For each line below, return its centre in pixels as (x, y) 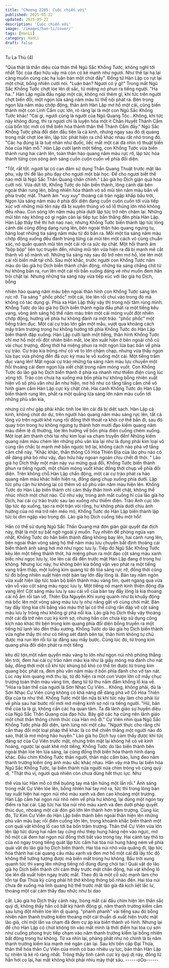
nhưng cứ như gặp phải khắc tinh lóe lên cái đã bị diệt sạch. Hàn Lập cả (80, 409)
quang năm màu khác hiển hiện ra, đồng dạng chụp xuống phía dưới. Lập (81, 479)
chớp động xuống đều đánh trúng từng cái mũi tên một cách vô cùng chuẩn (84, 238)
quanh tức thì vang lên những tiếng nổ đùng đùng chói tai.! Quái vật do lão (82, 864)
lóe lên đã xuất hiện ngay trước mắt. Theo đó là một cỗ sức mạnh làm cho (81, 874)
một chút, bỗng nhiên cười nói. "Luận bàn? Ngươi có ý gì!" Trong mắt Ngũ (81, 83)
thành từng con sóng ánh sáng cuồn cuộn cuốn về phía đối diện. (72, 159)
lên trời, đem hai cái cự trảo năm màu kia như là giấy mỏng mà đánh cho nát (84, 660)
